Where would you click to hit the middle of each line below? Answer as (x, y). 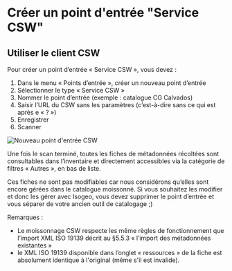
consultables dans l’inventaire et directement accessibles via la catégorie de (116, 161)
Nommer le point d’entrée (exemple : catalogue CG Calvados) (105, 97)
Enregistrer (33, 120)
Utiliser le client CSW (54, 53)
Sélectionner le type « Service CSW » (71, 90)
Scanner (29, 127)
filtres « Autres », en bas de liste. (54, 168)
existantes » (34, 245)
